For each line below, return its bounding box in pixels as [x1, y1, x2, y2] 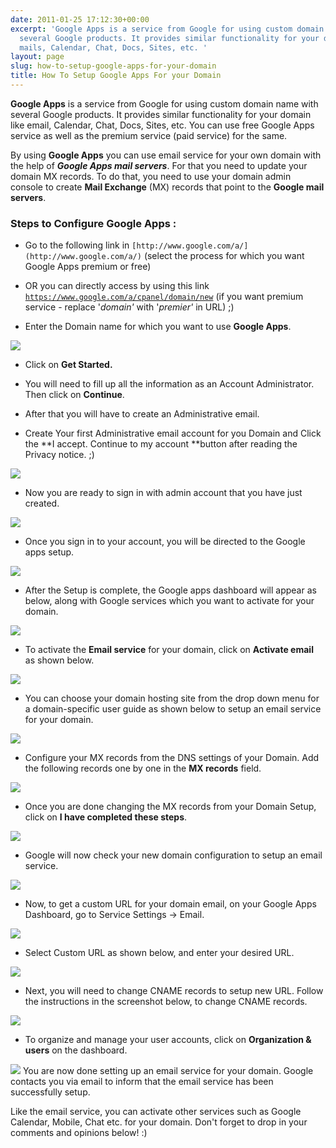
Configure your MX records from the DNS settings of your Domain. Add [24, 752, 320, 764]
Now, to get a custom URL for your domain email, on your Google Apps [24, 898, 317, 910]
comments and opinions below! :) [10, 1127, 148, 1139]
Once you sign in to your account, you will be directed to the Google [24, 536, 306, 548]
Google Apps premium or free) [24, 261, 152, 273]
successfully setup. [10, 1086, 91, 1098]
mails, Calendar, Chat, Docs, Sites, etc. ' [19, 42, 208, 53]
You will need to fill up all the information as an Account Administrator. [24, 378, 315, 390]
